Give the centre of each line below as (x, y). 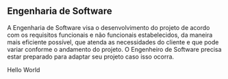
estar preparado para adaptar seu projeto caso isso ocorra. (91, 57)
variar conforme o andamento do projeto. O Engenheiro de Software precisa (114, 49)
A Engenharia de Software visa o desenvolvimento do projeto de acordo (109, 27)
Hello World (24, 69)
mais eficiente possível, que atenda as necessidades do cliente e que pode (113, 42)
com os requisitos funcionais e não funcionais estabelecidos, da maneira (110, 35)
